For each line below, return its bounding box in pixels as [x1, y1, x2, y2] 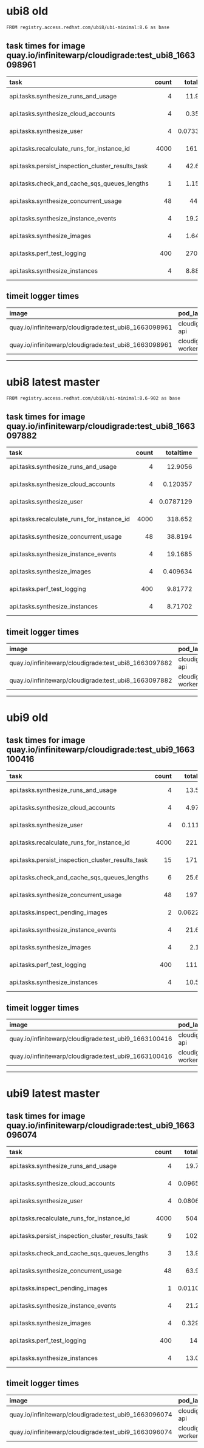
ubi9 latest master [6, 1087, 100, 1101]
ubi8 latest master [6, 375, 100, 389]
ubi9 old [6, 711, 49, 725]
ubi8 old [6, 4, 49, 18]
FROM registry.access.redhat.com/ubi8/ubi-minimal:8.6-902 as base [6, 395, 181, 401]
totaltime [165, 448, 192, 457]
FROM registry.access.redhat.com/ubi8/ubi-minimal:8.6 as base [6, 24, 170, 30]
